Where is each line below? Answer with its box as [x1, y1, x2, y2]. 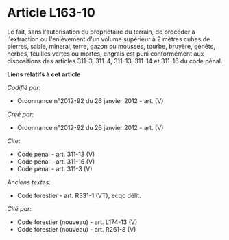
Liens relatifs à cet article [7, 70, 81, 78]
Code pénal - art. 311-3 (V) [16, 164, 93, 173]
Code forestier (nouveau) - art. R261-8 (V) [16, 225, 136, 233]
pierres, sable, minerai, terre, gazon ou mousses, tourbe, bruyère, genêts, [7, 42, 216, 50]
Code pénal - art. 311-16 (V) [16, 157, 95, 166]
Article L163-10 [7, 5, 96, 21]
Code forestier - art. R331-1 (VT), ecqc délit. [16, 191, 142, 199]
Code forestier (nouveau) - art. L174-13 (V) [16, 218, 138, 226]
